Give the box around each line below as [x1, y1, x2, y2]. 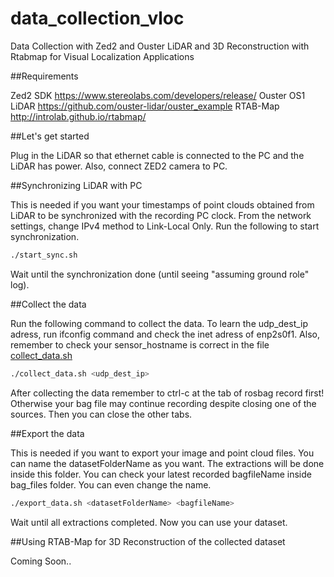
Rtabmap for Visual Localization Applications [10, 50, 195, 62]
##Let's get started [10, 130, 90, 142]
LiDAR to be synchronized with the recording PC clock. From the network [10, 209, 312, 221]
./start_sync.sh [10, 250, 78, 260]
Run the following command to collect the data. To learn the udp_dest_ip [10, 317, 309, 329]
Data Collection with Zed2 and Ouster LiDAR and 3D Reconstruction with [10, 40, 310, 52]
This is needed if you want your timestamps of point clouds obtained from [10, 198, 315, 211]
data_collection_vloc [10, 7, 185, 30]
